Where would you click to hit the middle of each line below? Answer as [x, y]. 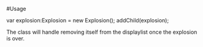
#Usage [16, 9]
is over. [16, 38]
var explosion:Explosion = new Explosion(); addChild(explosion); [88, 20]
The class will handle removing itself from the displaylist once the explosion [102, 32]
